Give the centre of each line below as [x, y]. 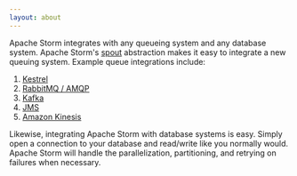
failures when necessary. [55, 162]
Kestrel [35, 79]
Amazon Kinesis [52, 116]
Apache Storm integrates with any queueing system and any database [138, 43]
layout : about [36, 17]
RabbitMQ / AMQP [56, 88]
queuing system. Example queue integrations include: [108, 61]
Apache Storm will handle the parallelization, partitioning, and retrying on [143, 153]
